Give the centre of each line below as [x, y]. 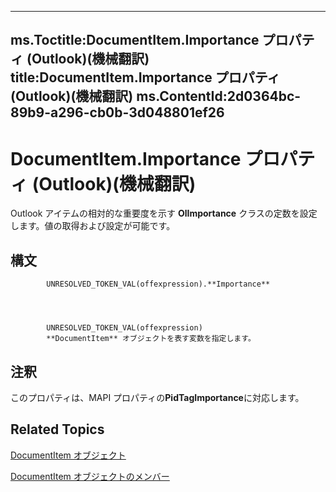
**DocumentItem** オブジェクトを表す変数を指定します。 [151, 339]
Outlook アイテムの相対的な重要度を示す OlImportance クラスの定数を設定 [164, 213]
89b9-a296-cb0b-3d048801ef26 [117, 112]
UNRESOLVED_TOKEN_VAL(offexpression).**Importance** [158, 284]
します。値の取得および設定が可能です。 [93, 226]
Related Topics [57, 429]
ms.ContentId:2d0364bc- [219, 96]
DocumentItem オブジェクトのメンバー [90, 476]
